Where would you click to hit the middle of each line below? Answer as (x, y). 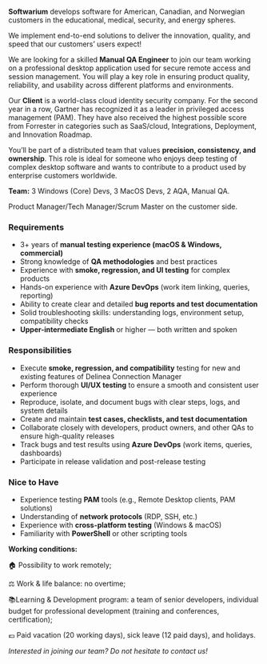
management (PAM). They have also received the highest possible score (128, 118)
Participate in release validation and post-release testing (113, 461)
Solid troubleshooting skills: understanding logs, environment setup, (132, 313)
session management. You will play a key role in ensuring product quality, (129, 76)
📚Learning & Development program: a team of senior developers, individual (133, 599)
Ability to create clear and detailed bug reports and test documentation (139, 304)
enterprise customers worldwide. (63, 176)
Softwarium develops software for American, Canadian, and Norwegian (127, 12)
